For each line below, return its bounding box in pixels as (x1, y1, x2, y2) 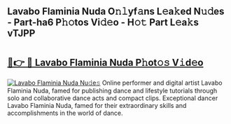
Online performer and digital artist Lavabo (101, 78, 223, 87)
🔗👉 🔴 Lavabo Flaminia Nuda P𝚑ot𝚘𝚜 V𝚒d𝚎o (7, 56, 204, 69)
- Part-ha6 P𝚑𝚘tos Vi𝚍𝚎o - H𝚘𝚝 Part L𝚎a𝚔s (7, 17, 199, 29)
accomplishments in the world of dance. (7, 109, 123, 117)
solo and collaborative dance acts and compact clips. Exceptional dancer (7, 94, 218, 102)
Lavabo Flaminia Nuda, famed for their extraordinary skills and (7, 102, 187, 109)
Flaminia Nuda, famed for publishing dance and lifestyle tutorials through (7, 87, 218, 95)
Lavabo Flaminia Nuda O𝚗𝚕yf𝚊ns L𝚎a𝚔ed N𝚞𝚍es (7, 6, 225, 18)
